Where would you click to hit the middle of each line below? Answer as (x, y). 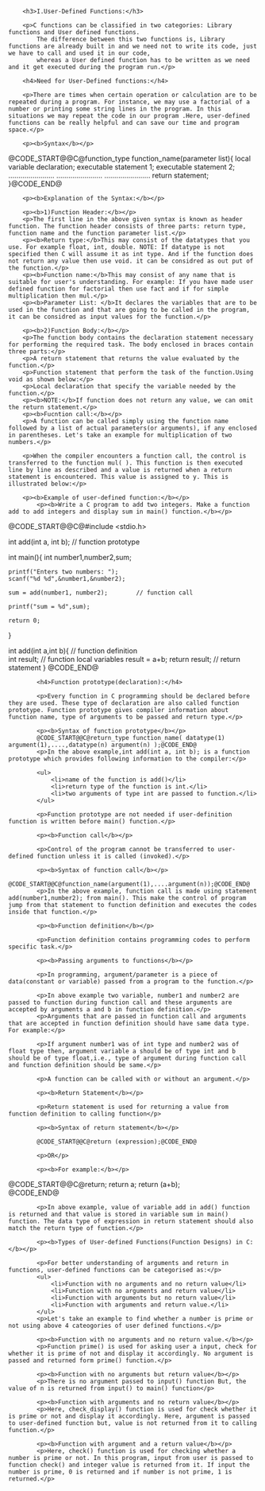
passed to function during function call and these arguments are (120, 1002)
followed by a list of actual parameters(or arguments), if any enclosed (133, 428)
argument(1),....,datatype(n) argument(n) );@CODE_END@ (102, 745)
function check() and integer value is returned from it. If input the (129, 1465)
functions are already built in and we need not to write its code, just (133, 46)
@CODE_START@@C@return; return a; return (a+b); (94, 1184)
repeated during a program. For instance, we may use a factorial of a (129, 102)
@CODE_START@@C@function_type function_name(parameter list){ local (130, 158)
